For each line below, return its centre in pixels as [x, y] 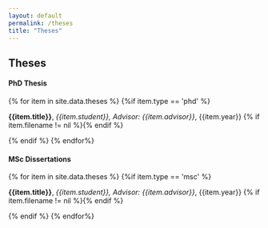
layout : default [35, 16]
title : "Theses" [35, 30]
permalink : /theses [41, 23]
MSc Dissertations [40, 159]
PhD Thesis [28, 83]
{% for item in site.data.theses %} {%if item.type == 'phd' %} [109, 101]
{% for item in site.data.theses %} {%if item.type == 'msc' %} [110, 177]
